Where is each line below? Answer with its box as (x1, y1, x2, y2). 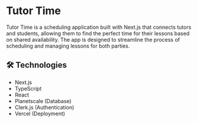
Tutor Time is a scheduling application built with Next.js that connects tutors (6, 24, 192, 31)
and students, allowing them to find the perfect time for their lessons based (6, 29, 190, 36)
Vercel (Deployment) (14, 110, 66, 117)
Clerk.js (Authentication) (14, 104, 75, 111)
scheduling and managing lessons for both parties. (6, 42, 130, 49)
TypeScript (14, 85, 42, 92)
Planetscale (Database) (14, 97, 72, 104)
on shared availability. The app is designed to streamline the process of (6, 36, 180, 43)
